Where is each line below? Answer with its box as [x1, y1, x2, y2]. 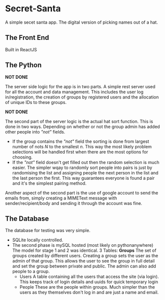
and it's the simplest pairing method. [12, 180, 87, 186]
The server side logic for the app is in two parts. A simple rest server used [5, 83, 156, 89]
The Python [5, 61, 42, 69]
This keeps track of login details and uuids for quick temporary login [19, 279, 159, 285]
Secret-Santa [5, 3, 61, 14]
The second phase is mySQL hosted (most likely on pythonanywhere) [12, 242, 154, 248]
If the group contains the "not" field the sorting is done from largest [12, 138, 149, 144]
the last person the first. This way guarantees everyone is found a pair [12, 175, 155, 181]
